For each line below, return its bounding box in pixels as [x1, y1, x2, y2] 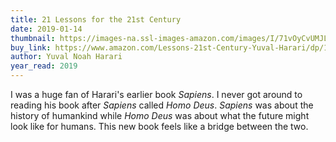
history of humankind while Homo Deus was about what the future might [10, 110, 310, 121]
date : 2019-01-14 [10, 24, 83, 34]
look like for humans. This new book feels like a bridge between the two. [10, 121, 309, 132]
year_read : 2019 [10, 61, 78, 71]
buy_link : [10, 42, 52, 53]
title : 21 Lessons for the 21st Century [10, 14, 182, 25]
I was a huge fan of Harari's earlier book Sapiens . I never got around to [10, 89, 303, 100]
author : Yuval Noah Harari [10, 52, 123, 62]
